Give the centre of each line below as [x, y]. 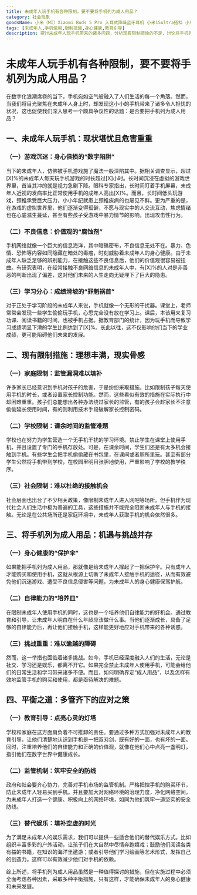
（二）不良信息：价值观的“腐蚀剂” [54, 232]
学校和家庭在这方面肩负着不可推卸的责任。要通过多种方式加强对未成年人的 [96, 732]
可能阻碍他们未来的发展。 [57, 335]
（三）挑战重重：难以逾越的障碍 [51, 643]
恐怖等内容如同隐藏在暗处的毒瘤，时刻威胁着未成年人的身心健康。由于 [101, 253]
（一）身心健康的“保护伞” [43, 553]
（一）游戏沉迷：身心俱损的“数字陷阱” [60, 157]
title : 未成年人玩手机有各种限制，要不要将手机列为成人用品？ [72, 11]
